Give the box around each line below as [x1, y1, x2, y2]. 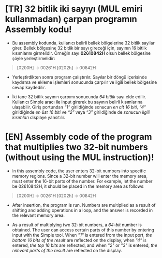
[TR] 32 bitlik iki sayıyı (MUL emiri [5, 3, 143, 15]
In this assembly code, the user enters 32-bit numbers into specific [12, 168, 146, 174]
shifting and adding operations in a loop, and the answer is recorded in [12, 207, 153, 213]
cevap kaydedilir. [12, 84, 46, 90]
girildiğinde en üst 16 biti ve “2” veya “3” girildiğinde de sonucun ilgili [12, 109, 150, 115]
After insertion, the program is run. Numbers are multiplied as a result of [12, 202, 156, 208]
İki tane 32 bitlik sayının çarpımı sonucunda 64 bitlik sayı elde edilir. [12, 93, 147, 100]
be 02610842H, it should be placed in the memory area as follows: [12, 183, 145, 189]
